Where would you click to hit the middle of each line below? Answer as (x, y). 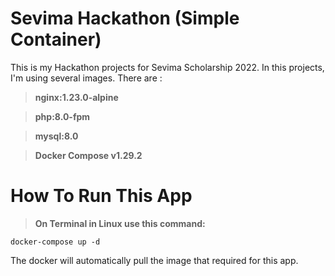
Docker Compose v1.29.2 (88, 155)
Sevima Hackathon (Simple (125, 18)
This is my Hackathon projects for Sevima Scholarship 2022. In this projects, (167, 67)
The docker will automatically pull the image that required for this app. (154, 260)
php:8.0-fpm (62, 116)
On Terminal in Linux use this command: (120, 223)
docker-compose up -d (55, 242)
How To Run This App (101, 196)
